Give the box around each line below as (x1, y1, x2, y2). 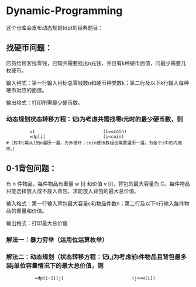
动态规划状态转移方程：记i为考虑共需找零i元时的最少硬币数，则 (6, 115, 183, 123)
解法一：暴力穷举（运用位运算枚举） (6, 236, 108, 244)
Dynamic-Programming (6, 4, 123, 18)
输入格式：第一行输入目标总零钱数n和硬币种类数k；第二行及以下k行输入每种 (6, 79, 189, 86)
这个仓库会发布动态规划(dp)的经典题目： (6, 24, 104, 31)
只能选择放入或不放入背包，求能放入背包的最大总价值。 (6, 187, 139, 194)
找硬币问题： (6, 43, 53, 53)
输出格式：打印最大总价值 (6, 219, 68, 226)
